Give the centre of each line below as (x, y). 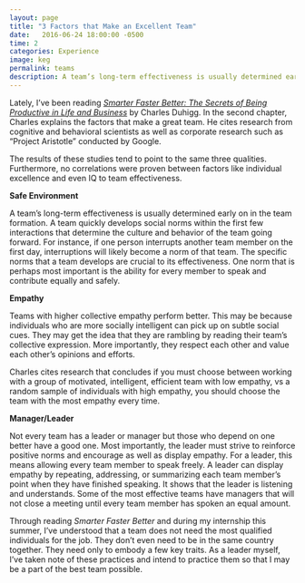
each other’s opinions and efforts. (73, 354)
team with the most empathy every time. (85, 401)
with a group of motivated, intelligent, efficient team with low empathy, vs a (150, 381)
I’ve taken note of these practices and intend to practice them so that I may (150, 559)
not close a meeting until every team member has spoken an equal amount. (150, 503)
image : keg (30, 60)
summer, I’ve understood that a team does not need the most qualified (141, 530)
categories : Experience (54, 52)
